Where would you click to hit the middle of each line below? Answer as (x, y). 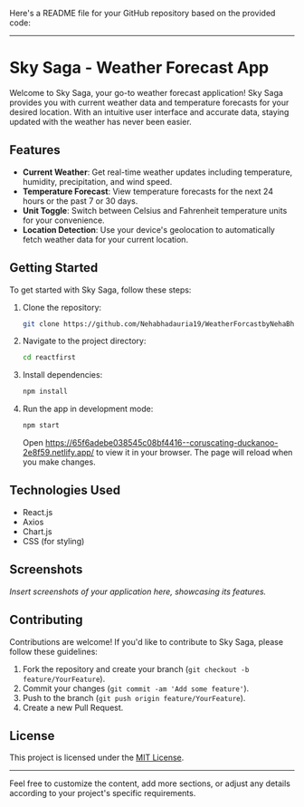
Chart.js (37, 531)
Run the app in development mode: (88, 409)
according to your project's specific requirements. (103, 793)
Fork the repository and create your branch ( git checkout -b (136, 668)
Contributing (46, 620)
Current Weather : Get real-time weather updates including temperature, (157, 172)
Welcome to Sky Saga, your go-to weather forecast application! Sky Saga (146, 92)
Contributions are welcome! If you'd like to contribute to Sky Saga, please (146, 641)
